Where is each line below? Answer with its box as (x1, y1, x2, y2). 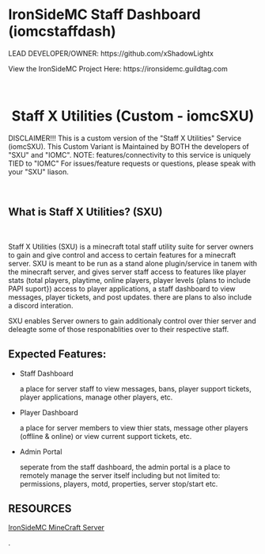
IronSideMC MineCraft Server (8, 523, 105, 533)
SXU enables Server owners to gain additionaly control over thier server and (8, 315, 257, 326)
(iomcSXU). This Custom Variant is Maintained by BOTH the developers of (8, 141, 249, 151)
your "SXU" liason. (8, 166, 70, 176)
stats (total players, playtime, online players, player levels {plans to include (8, 275, 251, 285)
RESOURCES (8, 502, 72, 515)
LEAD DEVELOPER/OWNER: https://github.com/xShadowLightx (8, 48, 214, 58)
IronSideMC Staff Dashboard (8, 6, 201, 24)
